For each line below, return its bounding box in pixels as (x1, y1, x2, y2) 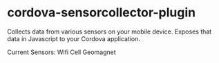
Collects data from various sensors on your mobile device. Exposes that (7, 27, 212, 36)
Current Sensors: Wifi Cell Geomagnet (7, 48, 116, 56)
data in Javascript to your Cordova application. (7, 34, 140, 42)
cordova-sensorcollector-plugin (7, 5, 196, 21)
